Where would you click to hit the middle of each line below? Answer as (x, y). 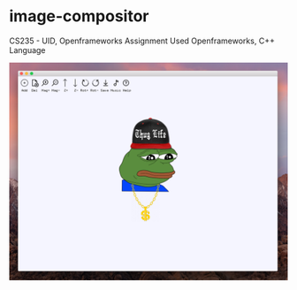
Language (27, 50)
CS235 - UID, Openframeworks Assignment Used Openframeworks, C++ (142, 41)
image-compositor (79, 16)
